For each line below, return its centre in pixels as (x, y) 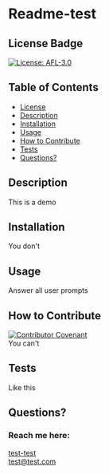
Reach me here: (39, 436)
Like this (22, 387)
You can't (24, 343)
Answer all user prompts (49, 290)
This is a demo (32, 202)
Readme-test (53, 14)
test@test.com (32, 461)
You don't (24, 246)
